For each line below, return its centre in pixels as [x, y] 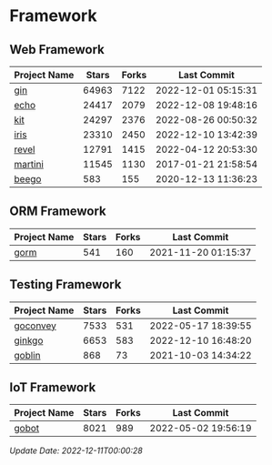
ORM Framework [58, 212]
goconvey [35, 326]
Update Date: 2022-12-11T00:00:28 [76, 450]
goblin [27, 355]
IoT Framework [53, 388]
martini [29, 164]
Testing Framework [65, 284]
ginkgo [29, 340]
